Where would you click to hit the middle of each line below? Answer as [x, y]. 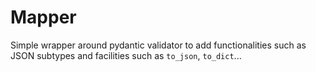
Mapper [43, 17]
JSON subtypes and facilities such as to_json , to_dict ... [126, 55]
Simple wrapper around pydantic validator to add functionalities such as [158, 45]
